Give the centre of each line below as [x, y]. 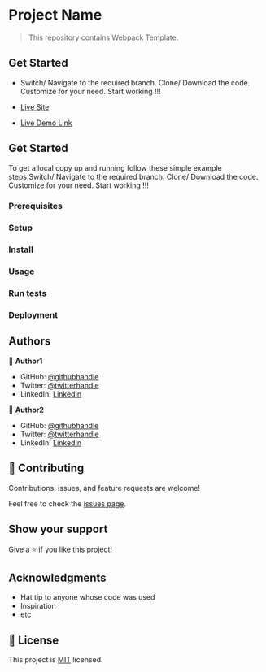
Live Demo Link [46, 123]
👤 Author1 [26, 361]
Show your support [58, 529]
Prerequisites [35, 206]
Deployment [33, 315]
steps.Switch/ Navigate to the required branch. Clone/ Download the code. [133, 176]
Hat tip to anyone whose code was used [87, 597]
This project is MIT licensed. [56, 660]
